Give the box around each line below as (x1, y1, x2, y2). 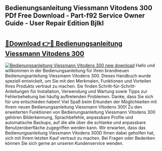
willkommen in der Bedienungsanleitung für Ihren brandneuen (5, 68, 129, 73)
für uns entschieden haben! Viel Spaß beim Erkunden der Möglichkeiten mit (5, 99, 157, 105)
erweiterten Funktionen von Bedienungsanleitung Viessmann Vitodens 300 (5, 109, 156, 115)
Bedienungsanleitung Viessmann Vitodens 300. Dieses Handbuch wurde (5, 73, 151, 79)
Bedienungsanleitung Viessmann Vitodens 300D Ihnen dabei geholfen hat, (5, 130, 155, 136)
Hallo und (136, 63, 155, 68)
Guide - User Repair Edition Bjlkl (5, 19, 104, 27)
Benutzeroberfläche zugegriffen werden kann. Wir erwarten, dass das (5, 125, 146, 130)
